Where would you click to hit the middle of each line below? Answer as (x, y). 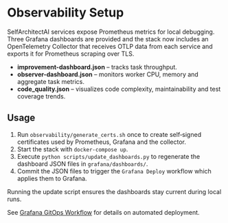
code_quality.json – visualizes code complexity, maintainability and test (119, 89)
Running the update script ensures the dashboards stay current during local (114, 191)
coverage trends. (41, 96)
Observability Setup (66, 13)
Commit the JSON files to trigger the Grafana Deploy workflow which (114, 171)
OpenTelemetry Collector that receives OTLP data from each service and (110, 46)
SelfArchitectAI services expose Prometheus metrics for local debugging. (111, 32)
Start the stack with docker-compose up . (72, 149)
